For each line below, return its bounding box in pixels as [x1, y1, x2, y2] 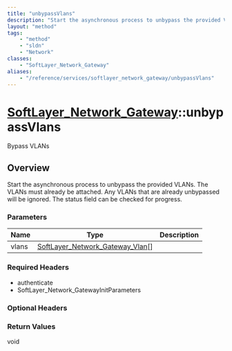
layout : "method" [7, 23, 57, 30]
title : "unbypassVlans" [7, 10, 76, 17]
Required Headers [7, 262, 69, 272]
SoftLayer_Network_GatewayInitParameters [17, 285, 142, 294]
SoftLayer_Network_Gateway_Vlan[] [37, 242, 153, 251]
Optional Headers [7, 303, 68, 312]
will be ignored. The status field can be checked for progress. [7, 195, 183, 204]
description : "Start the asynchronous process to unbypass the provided [7, 17, 221, 24]
